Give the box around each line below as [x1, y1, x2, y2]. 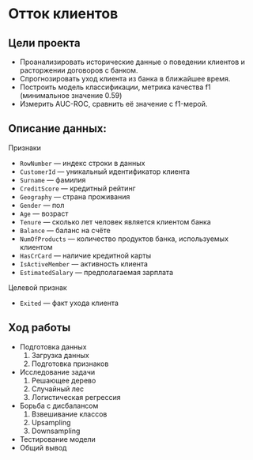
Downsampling [31, 426, 81, 435]
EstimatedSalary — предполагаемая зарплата [19, 267, 174, 277]
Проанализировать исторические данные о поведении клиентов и [19, 57, 245, 66]
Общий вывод [19, 443, 67, 452]
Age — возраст [19, 209, 69, 218]
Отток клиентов [8, 5, 119, 23]
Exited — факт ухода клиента [19, 298, 119, 307]
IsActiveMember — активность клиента [19, 258, 149, 269]
